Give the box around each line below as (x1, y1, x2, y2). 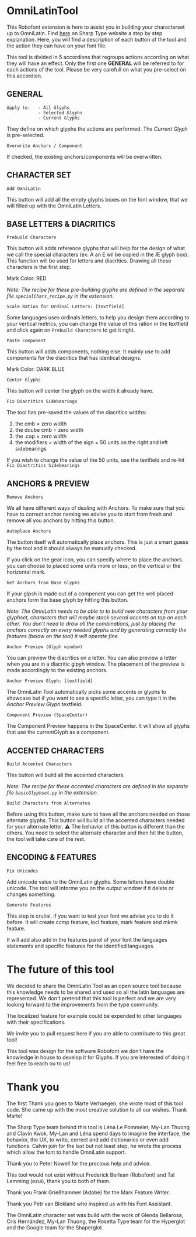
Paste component (6, 338, 46, 344)
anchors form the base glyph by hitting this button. (6, 597, 129, 604)
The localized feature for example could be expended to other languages (6, 1012, 182, 1019)
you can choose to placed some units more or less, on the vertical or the (6, 563, 181, 570)
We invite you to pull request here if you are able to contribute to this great (6, 1030, 185, 1037)
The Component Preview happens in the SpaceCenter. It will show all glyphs (6, 723, 190, 730)
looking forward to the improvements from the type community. (6, 1001, 159, 1008)
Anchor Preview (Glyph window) (6, 644, 83, 650)
